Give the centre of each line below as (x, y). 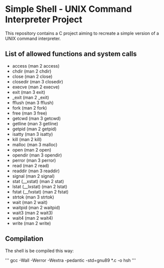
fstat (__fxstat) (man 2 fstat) (40, 191)
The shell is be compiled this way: (39, 251)
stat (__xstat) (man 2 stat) (38, 181)
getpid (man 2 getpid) (34, 129)
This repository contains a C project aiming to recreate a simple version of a (82, 33)
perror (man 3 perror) (34, 160)
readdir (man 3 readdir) (36, 171)
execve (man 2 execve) (36, 87)
